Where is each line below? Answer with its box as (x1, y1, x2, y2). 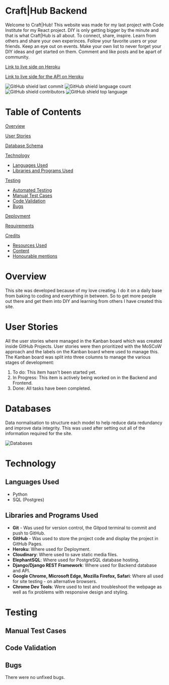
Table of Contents (5, 107, 81, 118)
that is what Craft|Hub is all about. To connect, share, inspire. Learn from (5, 32, 156, 38)
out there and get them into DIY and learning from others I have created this (5, 298, 162, 304)
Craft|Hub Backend (5, 5, 88, 17)
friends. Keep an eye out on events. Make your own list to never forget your (5, 43, 162, 49)
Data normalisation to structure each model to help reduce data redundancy (5, 419, 162, 426)
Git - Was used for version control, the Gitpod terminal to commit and (12, 524, 156, 531)
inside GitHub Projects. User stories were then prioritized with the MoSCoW (5, 343, 162, 349)
